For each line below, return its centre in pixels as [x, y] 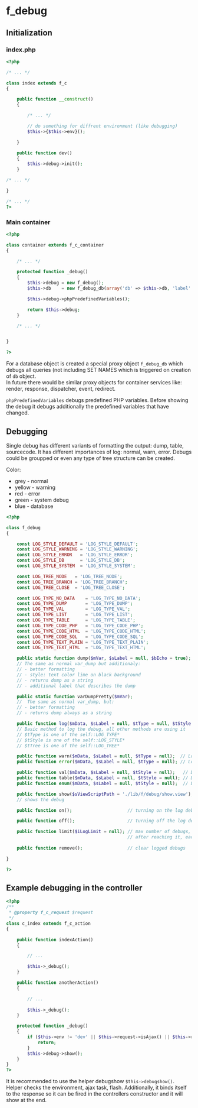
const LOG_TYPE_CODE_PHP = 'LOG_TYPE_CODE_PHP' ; [80, 626]
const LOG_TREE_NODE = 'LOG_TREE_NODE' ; [70, 576]
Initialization [29, 33]
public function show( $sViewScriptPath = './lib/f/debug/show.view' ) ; [105, 794]
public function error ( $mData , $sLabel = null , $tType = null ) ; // [101, 762]
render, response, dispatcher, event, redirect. [61, 389]
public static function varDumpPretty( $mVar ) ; [75, 696]
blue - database [34, 506]
